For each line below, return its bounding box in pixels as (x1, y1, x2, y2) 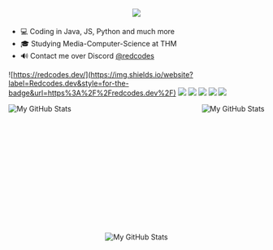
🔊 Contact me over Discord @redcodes (19, 50, 154, 60)
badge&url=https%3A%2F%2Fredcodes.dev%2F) (8, 88, 176, 98)
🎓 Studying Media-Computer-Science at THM (19, 38, 177, 48)
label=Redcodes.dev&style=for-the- (8, 78, 129, 88)
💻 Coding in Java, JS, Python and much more (19, 26, 175, 36)
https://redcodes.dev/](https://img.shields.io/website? (13, 69, 193, 79)
